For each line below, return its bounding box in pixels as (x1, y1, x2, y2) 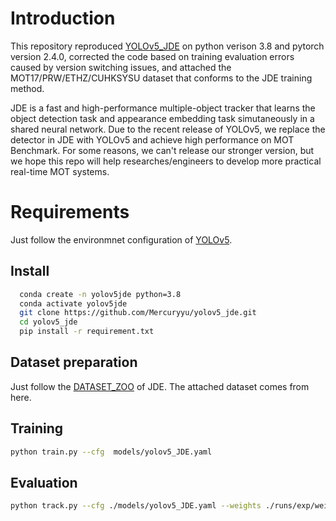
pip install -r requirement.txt (19, 327, 155, 337)
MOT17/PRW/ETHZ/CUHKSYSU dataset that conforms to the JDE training (10, 72, 313, 84)
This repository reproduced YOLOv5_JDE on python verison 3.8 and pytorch (10, 40, 325, 52)
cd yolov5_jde (19, 317, 78, 327)
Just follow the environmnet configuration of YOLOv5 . (10, 233, 233, 246)
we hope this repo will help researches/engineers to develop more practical (10, 155, 322, 167)
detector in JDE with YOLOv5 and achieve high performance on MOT (10, 133, 295, 146)
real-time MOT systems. (10, 165, 110, 177)
